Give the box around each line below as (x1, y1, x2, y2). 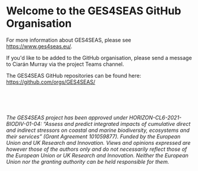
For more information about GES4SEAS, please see (6, 36, 131, 43)
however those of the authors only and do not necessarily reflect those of (6, 145, 187, 153)
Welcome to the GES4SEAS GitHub (6, 4, 181, 18)
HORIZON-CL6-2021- (128, 114, 182, 121)
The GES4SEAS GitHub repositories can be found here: (6, 72, 142, 79)
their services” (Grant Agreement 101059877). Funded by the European (6, 132, 181, 140)
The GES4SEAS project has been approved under (6, 114, 128, 121)
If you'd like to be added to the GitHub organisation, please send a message (6, 54, 192, 61)
